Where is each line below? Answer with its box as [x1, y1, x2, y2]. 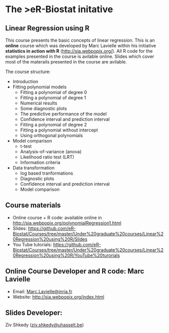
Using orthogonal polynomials [20, 132, 83, 138]
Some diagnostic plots [20, 106, 67, 111]
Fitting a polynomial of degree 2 [20, 122, 87, 127]
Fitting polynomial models [12, 84, 67, 90]
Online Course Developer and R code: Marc [5, 267, 145, 276]
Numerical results [20, 100, 57, 106]
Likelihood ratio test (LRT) [20, 154, 75, 160]
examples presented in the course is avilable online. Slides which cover [5, 53, 154, 59]
